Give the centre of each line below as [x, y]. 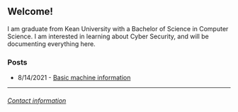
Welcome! [30, 12]
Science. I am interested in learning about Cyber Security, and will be [108, 36]
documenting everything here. [51, 44]
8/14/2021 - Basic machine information [74, 78]
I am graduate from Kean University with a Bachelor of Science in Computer [118, 28]
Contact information [37, 100]
